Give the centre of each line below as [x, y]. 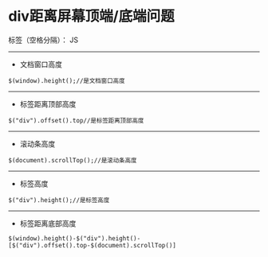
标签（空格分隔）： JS [43, 40]
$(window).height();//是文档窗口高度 [67, 80]
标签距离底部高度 [48, 223]
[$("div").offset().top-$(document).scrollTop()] [93, 245]
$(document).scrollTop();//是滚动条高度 [73, 160]
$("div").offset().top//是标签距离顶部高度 [76, 120]
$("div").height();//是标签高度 [59, 200]
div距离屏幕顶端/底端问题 [91, 16]
